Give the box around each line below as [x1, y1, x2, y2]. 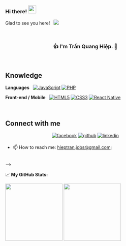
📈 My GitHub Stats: [5, 172, 48, 178]
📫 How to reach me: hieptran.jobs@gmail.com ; [12, 144, 112, 150]
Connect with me [5, 119, 61, 128]
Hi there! [5, 8, 27, 15]
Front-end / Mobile [5, 95, 46, 101]
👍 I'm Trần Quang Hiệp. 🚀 [53, 43, 118, 50]
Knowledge [5, 71, 42, 80]
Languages [5, 84, 29, 91]
